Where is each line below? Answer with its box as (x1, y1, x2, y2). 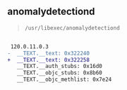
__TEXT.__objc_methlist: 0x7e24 (16, 76, 112, 84)
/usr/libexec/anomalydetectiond (24, 24, 120, 31)
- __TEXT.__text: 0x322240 (7, 50, 90, 57)
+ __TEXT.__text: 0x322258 (7, 56, 90, 63)
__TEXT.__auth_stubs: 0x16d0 (16, 63, 102, 70)
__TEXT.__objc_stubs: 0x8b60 (16, 69, 102, 77)
